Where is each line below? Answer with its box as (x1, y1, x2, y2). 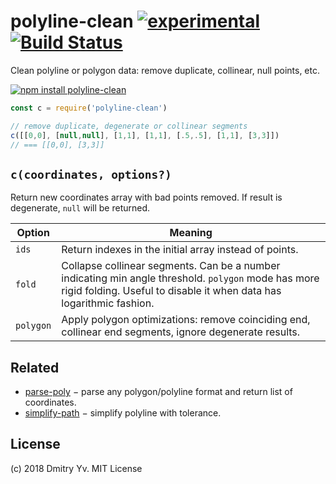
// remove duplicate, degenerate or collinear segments (10, 121, 248, 131)
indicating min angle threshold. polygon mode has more (61, 271, 320, 285)
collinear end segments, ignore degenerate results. (61, 325, 301, 339)
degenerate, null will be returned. (10, 202, 151, 214)
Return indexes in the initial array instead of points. (61, 243, 299, 257)
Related (10, 359, 60, 376)
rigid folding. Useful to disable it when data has (61, 284, 282, 298)
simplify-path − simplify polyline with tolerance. (24, 407, 222, 419)
